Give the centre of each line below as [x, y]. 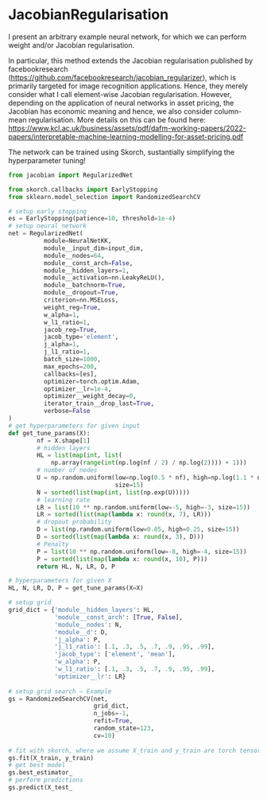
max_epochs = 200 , [70, 366]
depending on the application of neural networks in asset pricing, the [121, 103]
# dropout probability [74, 522]
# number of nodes [67, 470]
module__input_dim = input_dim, [94, 248]
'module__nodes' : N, [89, 625]
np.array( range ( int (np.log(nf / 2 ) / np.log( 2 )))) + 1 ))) [149, 463]
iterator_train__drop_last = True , [99, 403]
